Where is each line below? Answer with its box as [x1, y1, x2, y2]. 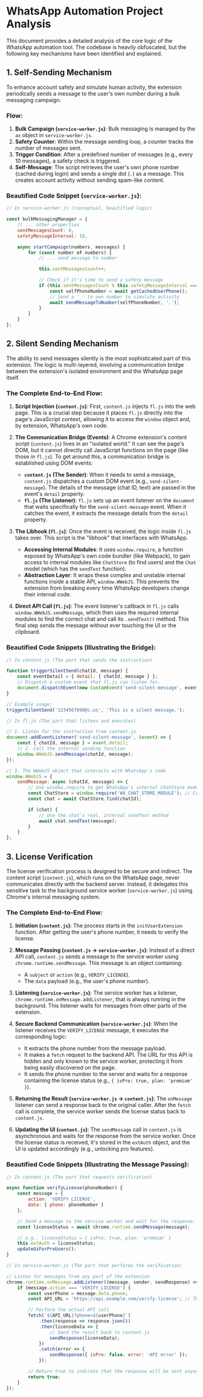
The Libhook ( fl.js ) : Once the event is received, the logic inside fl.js [14, 528, 192, 535]
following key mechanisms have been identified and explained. [6, 50, 163, 57]
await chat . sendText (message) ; [38, 818, 118, 824]
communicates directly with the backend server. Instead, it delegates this [6, 880, 188, 888]
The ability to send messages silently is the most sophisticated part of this [6, 355, 191, 362]
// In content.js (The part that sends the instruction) [6, 657, 153, 663]
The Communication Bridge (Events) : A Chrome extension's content [14, 434, 187, 441]
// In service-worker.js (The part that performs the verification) [6, 1263, 182, 1269]
